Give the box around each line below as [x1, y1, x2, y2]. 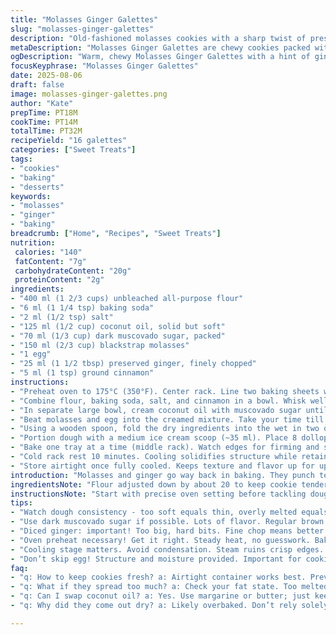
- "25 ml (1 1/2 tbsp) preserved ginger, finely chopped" [10, 359, 257, 369]
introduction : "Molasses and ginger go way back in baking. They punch [10, 470, 315, 480]
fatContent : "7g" [14, 256, 87, 266]
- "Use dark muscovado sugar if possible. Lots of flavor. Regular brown [10, 517, 325, 527]
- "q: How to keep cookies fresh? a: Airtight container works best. [10, 572, 307, 583]
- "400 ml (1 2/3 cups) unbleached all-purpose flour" [10, 294, 244, 304]
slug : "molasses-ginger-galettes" [10, 24, 155, 34]
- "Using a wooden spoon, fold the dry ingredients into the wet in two [10, 424, 320, 434]
